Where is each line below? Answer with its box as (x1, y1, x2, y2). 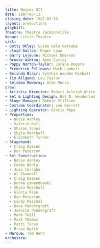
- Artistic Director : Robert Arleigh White (5, 89, 96, 94)
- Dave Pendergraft (9, 203, 50, 209)
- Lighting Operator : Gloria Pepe (5, 108, 76, 113)
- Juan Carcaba (9, 167, 41, 172)
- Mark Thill (9, 213, 36, 218)
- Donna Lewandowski (9, 181, 51, 186)
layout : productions (5, 21, 48, 26)
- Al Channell (9, 171, 38, 177)
